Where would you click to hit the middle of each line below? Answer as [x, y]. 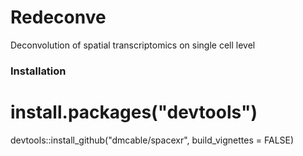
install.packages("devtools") [134, 112]
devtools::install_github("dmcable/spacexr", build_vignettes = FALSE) [152, 140]
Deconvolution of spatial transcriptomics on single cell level [133, 45]
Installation [38, 71]
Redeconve [58, 17]
